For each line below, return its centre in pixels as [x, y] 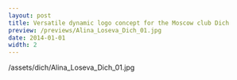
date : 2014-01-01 [37, 38]
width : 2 [23, 45]
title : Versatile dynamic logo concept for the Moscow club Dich [118, 23]
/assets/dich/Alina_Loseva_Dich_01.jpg [72, 67]
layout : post [30, 15]
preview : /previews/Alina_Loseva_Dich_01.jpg [85, 30]
